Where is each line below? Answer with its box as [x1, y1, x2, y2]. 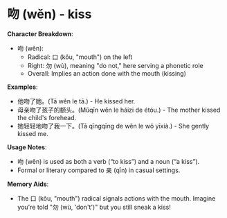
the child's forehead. [17, 113, 77, 121]
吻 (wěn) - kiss [7, 6, 92, 22]
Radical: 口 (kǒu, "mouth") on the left [27, 53, 133, 61]
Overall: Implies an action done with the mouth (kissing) [27, 69, 187, 77]
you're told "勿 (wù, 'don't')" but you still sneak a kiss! [17, 203, 171, 211]
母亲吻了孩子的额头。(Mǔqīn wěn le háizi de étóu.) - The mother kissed [17, 106, 221, 114]
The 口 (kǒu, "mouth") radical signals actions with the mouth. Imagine [17, 194, 216, 202]
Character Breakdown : [7, 29, 74, 38]
